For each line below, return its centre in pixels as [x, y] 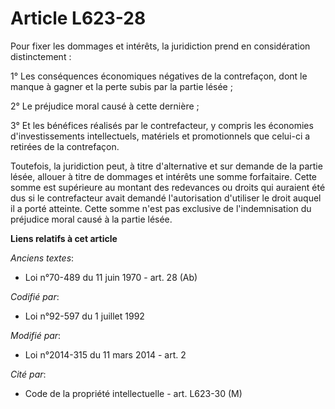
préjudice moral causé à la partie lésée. [91, 219]
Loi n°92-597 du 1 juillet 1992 [84, 316]
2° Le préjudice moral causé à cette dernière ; [105, 106]
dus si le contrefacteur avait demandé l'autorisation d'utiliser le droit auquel [166, 198]
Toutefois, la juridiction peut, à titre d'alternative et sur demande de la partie [166, 166]
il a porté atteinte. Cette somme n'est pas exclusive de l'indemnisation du [161, 208]
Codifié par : [35, 296]
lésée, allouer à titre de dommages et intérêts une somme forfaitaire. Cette [164, 176]
